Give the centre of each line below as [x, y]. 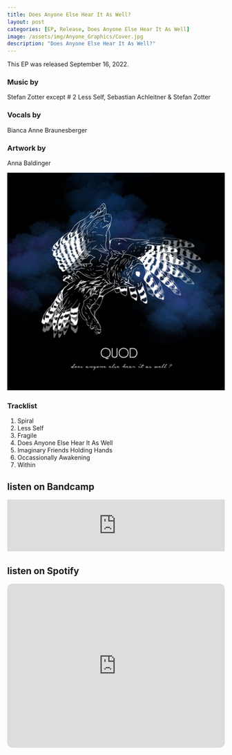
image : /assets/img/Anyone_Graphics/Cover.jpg [75, 37]
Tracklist [22, 405]
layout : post [26, 22]
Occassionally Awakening [54, 458]
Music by [23, 82]
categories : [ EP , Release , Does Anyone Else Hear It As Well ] [98, 29]
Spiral [26, 421]
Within [26, 465]
